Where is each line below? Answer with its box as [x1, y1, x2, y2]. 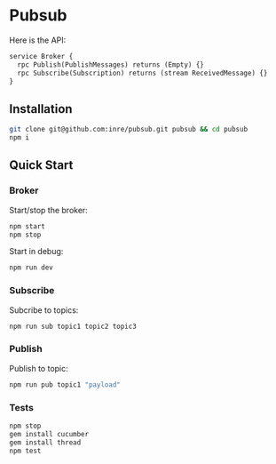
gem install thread [9, 437, 82, 447]
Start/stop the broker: [9, 204, 89, 215]
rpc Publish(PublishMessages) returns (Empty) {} [17, 60, 204, 69]
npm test [9, 446, 42, 455]
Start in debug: [9, 246, 64, 257]
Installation [9, 101, 73, 116]
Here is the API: [9, 35, 67, 45]
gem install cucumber [9, 429, 90, 438]
